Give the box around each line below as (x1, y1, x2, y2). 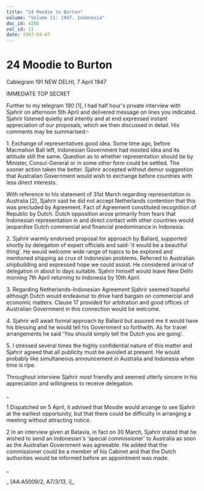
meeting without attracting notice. (6, 416, 91, 424)
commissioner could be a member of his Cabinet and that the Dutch (6, 448, 177, 456)
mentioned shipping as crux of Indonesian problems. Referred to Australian (6, 254, 195, 262)
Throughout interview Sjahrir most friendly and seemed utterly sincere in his (6, 374, 198, 381)
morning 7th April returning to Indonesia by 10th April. (6, 274, 141, 281)
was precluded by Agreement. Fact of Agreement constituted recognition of (6, 204, 197, 211)
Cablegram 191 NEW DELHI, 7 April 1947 (6, 78, 107, 86)
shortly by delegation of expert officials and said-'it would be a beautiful (6, 242, 188, 249)
